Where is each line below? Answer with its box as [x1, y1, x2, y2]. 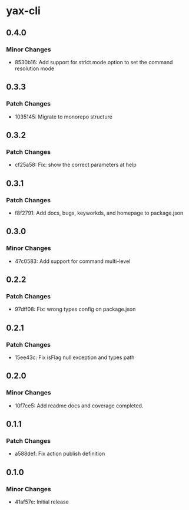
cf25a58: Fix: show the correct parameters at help [14, 161, 137, 169]
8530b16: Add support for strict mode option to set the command [14, 58, 173, 65]
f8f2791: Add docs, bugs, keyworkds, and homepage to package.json [14, 209, 184, 216]
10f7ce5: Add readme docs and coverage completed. [14, 402, 144, 409]
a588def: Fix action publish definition [14, 450, 105, 458]
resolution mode [14, 65, 55, 72]
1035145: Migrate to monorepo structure [14, 113, 113, 120]
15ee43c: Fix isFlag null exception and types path [14, 354, 135, 361]
